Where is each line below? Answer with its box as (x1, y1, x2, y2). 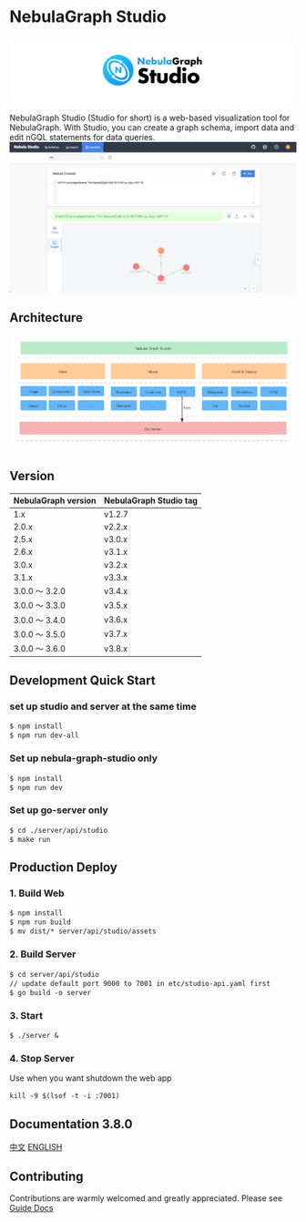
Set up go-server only (9, 804, 109, 816)
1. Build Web (9, 887, 66, 899)
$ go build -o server (9, 988, 92, 997)
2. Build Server (9, 948, 76, 960)
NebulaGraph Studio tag (104, 495, 199, 507)
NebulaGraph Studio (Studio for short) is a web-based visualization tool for (9, 112, 291, 123)
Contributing (9, 1168, 84, 1184)
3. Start (9, 1009, 44, 1022)
